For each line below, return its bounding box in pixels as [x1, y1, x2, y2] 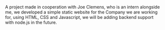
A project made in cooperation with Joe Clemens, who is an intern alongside [5, 4, 160, 10]
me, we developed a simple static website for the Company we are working [5, 9, 158, 15]
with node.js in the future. [5, 19, 57, 25]
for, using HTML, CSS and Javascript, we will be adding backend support [5, 15, 154, 20]
